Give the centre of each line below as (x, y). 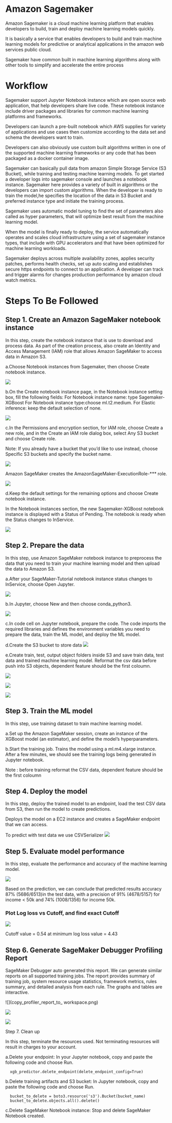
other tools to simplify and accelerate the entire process (65, 65)
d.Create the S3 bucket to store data (44, 645)
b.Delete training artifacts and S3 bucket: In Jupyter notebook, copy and (82, 1081)
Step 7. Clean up (23, 1031)
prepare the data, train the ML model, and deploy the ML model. (73, 634)
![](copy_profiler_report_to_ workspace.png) (52, 1002)
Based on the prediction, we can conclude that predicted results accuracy (83, 889)
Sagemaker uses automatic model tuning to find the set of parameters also (84, 211)
